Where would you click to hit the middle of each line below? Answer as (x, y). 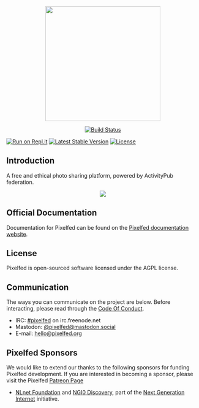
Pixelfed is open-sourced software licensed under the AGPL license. (92, 268)
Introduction (31, 161)
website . (17, 234)
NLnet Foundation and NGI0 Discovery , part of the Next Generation (100, 393)
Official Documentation (52, 213)
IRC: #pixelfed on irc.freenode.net (58, 320)
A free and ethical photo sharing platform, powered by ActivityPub (90, 175)
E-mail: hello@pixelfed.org (49, 333)
